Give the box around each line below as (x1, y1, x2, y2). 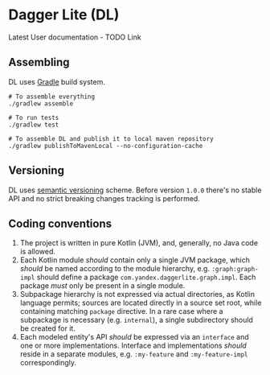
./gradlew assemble (8, 99, 74, 108)
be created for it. (19, 323, 76, 333)
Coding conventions (8, 216, 112, 230)
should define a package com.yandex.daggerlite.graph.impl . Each (36, 272, 256, 282)
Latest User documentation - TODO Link (8, 32, 142, 42)
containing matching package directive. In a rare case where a (19, 307, 223, 316)
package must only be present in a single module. (19, 281, 186, 291)
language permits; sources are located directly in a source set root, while (19, 298, 262, 307)
